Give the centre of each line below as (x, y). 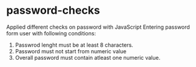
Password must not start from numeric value (71, 51)
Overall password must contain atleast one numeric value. (88, 57)
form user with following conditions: (51, 33)
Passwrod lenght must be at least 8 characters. (74, 45)
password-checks (53, 10)
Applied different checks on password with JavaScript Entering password (98, 27)
